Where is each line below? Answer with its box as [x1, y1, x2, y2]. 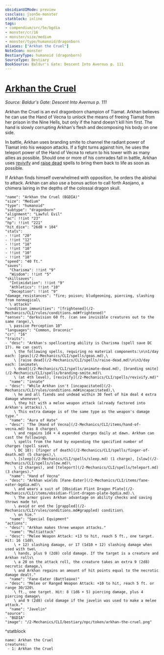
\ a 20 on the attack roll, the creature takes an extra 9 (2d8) [14, 560, 150, 565]
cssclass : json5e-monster [5, 12, 58, 17]
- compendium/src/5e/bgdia [5, 26, 60, 30]
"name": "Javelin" [9, 607, 47, 612]
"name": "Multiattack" [9, 529, 56, 535]
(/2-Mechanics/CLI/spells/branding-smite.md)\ [5, 371, 102, 376]
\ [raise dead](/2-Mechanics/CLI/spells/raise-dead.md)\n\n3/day [14, 358, 150, 363]
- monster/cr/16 [5, 30, 38, 35]
